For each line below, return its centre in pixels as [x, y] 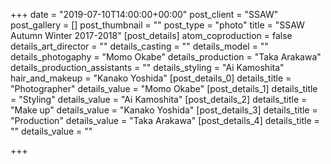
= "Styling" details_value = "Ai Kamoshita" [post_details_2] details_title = [159, 99]
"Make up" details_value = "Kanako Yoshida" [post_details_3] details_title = [164, 110]
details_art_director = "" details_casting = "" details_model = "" [139, 46]
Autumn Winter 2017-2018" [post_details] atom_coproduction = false [151, 35]
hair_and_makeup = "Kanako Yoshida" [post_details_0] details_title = [151, 78]
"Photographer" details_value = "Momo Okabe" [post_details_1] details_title [164, 88]
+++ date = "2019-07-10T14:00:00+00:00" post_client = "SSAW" [144, 14]
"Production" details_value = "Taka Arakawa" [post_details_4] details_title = [165, 120]
